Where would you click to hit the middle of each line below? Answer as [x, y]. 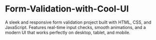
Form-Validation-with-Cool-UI [67, 9]
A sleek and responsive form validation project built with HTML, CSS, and [78, 22]
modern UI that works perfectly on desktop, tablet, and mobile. [68, 32]
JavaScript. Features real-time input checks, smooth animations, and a [76, 27]
